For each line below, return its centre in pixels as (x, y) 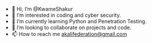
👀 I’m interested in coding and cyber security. (66, 15)
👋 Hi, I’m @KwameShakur (42, 9)
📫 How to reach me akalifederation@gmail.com (69, 34)
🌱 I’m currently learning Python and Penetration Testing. (79, 21)
